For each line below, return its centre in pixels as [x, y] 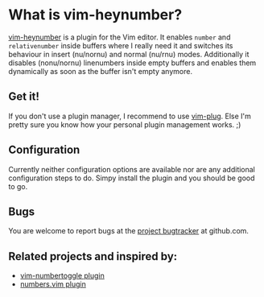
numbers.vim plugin [53, 284]
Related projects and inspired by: [93, 256]
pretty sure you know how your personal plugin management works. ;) [125, 124]
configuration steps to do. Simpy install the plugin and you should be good [132, 178]
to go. [18, 186]
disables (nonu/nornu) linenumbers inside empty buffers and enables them [132, 63]
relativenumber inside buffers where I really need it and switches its [121, 45]
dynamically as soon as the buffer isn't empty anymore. [101, 71]
